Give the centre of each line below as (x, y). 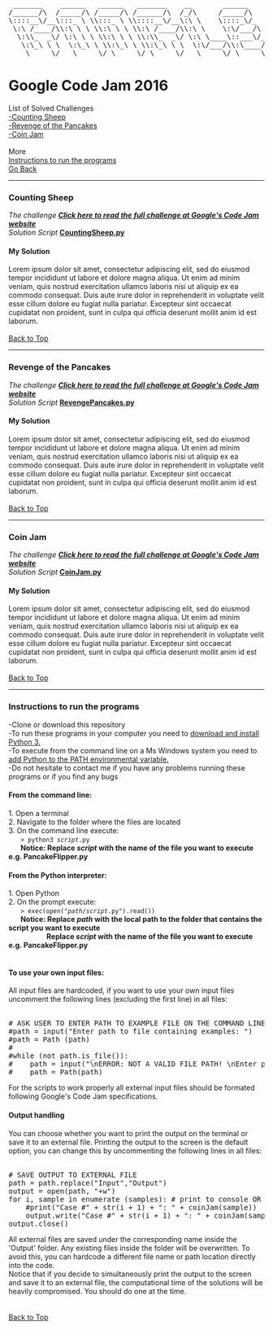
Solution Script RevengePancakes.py (71, 402)
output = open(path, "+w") (62, 1191)
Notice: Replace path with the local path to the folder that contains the (141, 920)
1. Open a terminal (39, 813)
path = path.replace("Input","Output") (88, 1183)
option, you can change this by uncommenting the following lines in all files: (135, 1150)
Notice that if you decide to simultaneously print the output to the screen (130, 1274)
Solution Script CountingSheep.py (67, 233)
